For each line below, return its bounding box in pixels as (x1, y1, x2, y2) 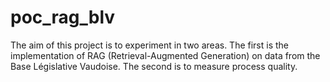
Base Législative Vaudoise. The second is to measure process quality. (10, 60, 298, 72)
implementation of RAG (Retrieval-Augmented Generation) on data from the (10, 49, 321, 61)
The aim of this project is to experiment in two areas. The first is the (10, 39, 290, 51)
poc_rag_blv (10, 6, 116, 29)
